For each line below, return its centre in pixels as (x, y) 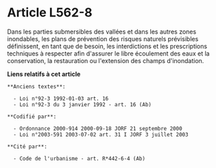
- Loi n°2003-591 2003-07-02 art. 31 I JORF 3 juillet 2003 (101, 134)
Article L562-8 (50, 13)
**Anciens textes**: (37, 86)
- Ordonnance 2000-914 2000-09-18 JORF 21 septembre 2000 (98, 128)
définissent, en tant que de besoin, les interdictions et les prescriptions (107, 46)
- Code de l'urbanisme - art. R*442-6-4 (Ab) (80, 158)
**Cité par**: (27, 146)
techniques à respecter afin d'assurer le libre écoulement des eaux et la (109, 53)
